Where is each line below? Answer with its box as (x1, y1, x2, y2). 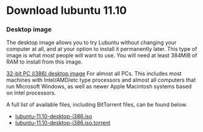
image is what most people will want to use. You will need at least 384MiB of (6, 52, 198, 59)
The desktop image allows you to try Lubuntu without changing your (6, 39, 177, 46)
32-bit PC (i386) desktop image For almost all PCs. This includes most (6, 70, 182, 78)
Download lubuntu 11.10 (6, 4, 127, 18)
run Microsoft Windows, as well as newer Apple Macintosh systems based (6, 83, 192, 90)
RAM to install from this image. (6, 58, 83, 65)
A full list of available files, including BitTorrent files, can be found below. (6, 101, 188, 108)
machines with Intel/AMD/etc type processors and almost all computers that (6, 76, 196, 84)
